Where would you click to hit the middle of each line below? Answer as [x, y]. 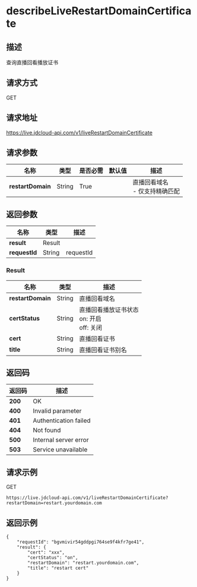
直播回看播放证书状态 [109, 309]
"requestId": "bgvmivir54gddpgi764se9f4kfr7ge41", [81, 542]
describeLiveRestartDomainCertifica [99, 11]
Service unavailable [60, 450]
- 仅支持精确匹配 [156, 192]
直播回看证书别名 [103, 350]
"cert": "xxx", [46, 552]
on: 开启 [90, 318]
